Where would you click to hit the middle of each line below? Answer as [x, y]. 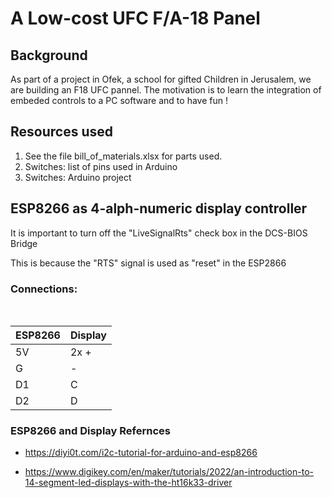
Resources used [61, 132]
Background [49, 55]
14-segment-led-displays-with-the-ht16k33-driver [128, 483]
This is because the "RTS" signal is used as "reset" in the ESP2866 [148, 263]
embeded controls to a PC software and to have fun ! [119, 100]
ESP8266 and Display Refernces [90, 430]
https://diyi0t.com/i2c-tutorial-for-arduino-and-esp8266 [141, 453]
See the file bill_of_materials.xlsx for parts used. [123, 156]
